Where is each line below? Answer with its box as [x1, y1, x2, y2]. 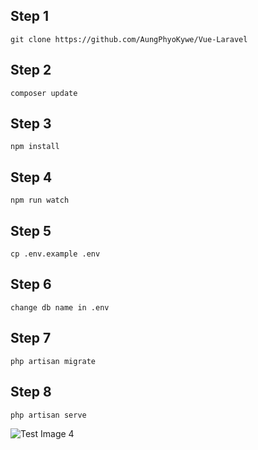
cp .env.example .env [10, 249, 101, 259]
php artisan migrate [10, 356, 97, 366]
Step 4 [10, 169, 53, 186]
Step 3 [10, 115, 52, 133]
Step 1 [10, 8, 50, 25]
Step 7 [10, 330, 52, 347]
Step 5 [10, 222, 52, 239]
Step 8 [10, 384, 52, 401]
